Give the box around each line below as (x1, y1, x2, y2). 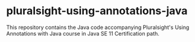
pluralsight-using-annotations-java (6, 4, 188, 18)
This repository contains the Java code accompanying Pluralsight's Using (6, 24, 190, 31)
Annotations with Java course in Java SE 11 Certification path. (6, 30, 160, 37)
